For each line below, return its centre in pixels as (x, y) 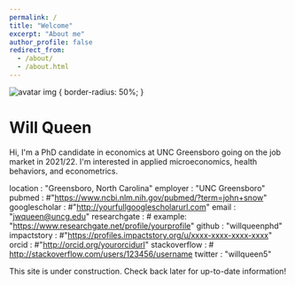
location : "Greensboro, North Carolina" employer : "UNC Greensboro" (137, 188)
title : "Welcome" (41, 26)
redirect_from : (37, 50)
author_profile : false (51, 42)
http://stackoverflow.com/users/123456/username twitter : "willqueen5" (140, 254)
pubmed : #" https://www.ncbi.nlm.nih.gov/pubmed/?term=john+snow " (138, 197)
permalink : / (33, 17)
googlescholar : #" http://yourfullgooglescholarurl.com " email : (123, 207)
